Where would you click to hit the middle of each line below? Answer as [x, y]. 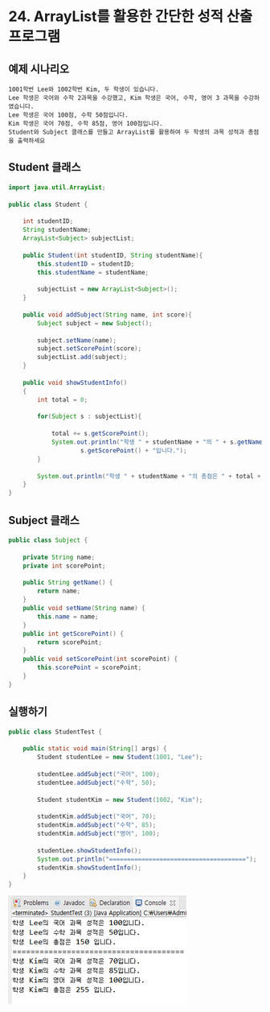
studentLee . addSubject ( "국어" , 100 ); [99, 774]
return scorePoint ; [70, 642]
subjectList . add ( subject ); [82, 357]
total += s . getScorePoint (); [100, 434]
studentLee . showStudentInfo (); [90, 850]
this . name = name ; [68, 617]
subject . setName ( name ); [77, 340]
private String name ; [59, 557]
